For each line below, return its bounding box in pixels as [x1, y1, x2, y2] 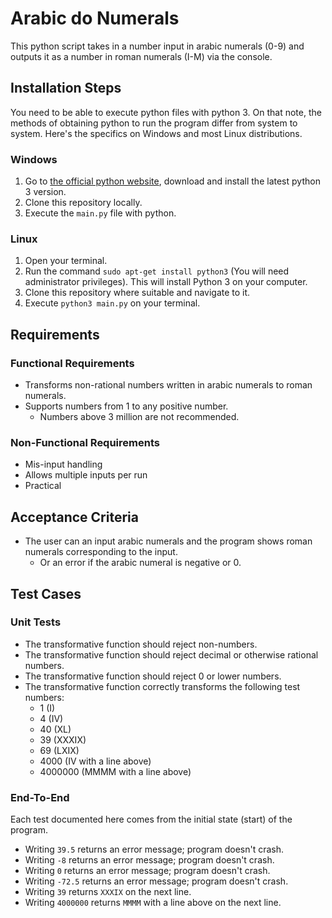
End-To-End [10, 790, 70, 804]
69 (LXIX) [39, 744, 80, 756]
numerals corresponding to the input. [24, 546, 178, 558]
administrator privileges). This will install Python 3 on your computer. [24, 276, 308, 288]
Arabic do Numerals [10, 7, 180, 30]
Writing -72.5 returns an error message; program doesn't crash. [24, 875, 289, 887]
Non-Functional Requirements [10, 435, 160, 449]
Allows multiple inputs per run [24, 469, 148, 481]
